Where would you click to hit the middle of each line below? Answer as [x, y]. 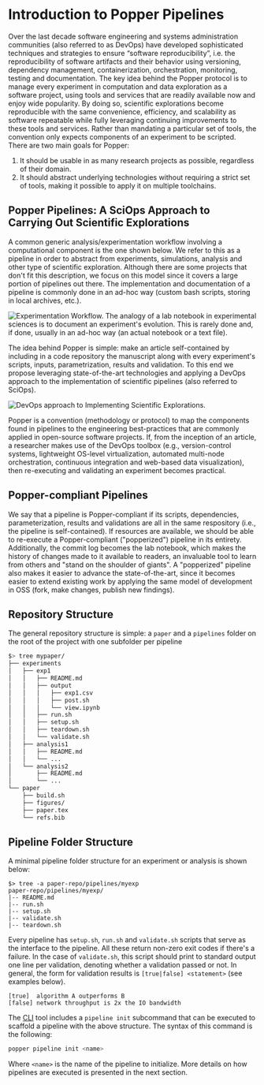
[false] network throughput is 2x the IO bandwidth [95, 1003]
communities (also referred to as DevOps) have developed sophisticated [126, 44]
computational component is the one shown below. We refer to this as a [125, 250]
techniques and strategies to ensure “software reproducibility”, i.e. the [122, 53]
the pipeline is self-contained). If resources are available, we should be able [131, 531]
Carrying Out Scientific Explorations [99, 223]
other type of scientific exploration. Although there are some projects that [128, 267]
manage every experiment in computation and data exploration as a [118, 86]
